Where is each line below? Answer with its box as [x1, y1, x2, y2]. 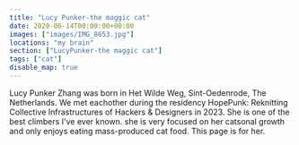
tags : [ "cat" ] [9, 55, 63, 64]
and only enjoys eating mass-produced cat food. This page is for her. [9, 125, 266, 136]
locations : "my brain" [9, 38, 94, 47]
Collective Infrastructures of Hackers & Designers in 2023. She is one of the [9, 107, 290, 117]
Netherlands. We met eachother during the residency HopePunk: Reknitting [9, 97, 289, 107]
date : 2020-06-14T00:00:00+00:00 [9, 21, 135, 30]
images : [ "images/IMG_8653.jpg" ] [9, 30, 135, 38]
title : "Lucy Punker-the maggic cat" [9, 13, 151, 22]
